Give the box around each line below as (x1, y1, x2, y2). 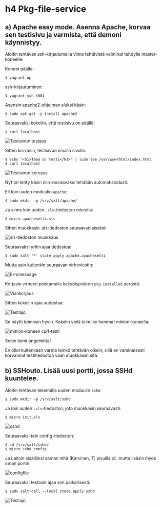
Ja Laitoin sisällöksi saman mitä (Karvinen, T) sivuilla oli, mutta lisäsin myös (5, 455, 156, 461)
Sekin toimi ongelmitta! (5, 338, 51, 344)
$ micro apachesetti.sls (5, 216, 56, 221)
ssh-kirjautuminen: (5, 84, 43, 90)
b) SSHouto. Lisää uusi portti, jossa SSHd (5, 367, 133, 375)
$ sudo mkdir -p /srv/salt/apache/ (5, 198, 78, 203)
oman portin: (5, 460, 31, 466)
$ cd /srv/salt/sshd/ (5, 442, 49, 447)
